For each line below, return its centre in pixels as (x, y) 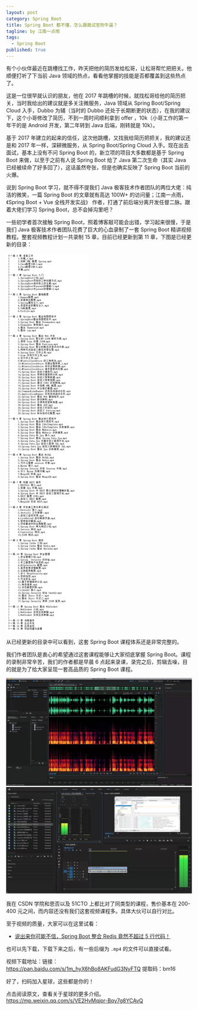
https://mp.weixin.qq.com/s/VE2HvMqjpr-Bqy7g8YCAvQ (75, 1001)
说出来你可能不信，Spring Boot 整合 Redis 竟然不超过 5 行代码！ (93, 936)
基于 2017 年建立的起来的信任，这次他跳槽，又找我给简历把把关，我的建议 (96, 138)
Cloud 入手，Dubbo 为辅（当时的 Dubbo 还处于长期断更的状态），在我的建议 (98, 110)
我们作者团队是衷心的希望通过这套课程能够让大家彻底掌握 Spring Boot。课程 (99, 654)
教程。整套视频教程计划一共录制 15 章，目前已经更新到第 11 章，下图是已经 (96, 237)
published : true (26, 50)
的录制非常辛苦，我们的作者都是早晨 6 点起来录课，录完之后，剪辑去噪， (94, 661)
